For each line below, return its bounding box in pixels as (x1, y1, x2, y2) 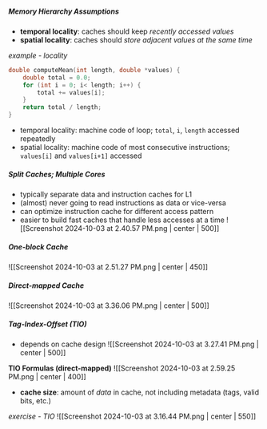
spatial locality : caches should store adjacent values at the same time (19, 34, 253, 44)
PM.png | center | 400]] (8, 371, 86, 381)
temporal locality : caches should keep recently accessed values (19, 26, 234, 36)
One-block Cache (8, 241, 69, 252)
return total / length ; (22, 103, 102, 111)
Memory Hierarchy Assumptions (8, 6, 120, 16)
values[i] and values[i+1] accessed (19, 151, 142, 160)
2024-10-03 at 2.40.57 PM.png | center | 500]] (65, 224, 220, 233)
